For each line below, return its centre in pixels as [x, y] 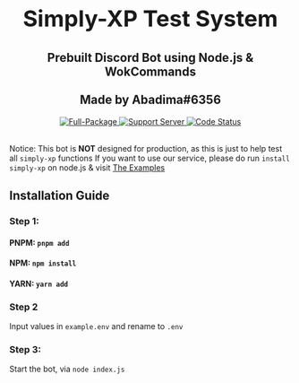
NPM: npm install [43, 263]
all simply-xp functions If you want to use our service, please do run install [150, 158]
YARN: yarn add [39, 283]
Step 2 [24, 307]
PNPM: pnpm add [39, 242]
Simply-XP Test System [150, 18]
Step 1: [24, 221]
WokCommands [150, 72]
